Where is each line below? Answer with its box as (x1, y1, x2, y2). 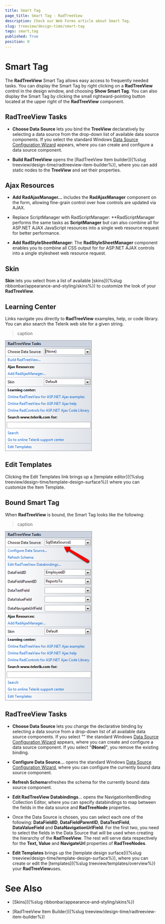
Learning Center (5, 302, 57, 311)
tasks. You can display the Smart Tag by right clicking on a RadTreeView (5, 83, 153, 88)
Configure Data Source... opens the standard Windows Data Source (12, 759, 152, 765)
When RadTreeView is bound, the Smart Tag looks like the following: (5, 511, 144, 517)
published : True (5, 34, 38, 39)
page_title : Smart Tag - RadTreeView (5, 13, 83, 18)
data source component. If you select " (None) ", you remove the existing (12, 744, 159, 750)
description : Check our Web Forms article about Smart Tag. (5, 18, 132, 23)
